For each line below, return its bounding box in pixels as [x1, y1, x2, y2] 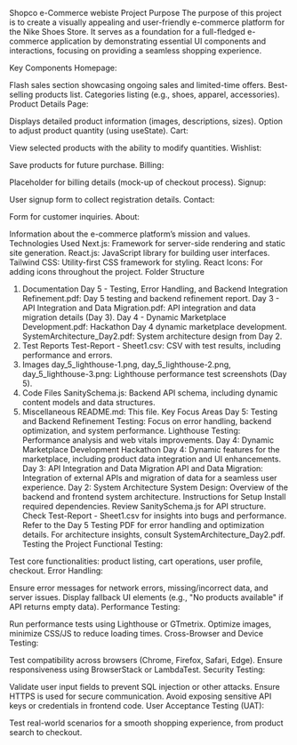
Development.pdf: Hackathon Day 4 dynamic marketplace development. [21, 322, 287, 332]
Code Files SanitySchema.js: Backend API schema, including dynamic [21, 388, 278, 398]
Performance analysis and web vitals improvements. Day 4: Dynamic [21, 435, 274, 445]
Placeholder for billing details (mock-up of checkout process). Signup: [9, 177, 267, 188]
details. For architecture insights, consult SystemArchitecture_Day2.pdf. [21, 529, 285, 540]
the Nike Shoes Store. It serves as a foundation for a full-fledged [9, 27, 246, 36]
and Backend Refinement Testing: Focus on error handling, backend [21, 416, 272, 426]
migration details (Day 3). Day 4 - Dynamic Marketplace [21, 312, 227, 323]
